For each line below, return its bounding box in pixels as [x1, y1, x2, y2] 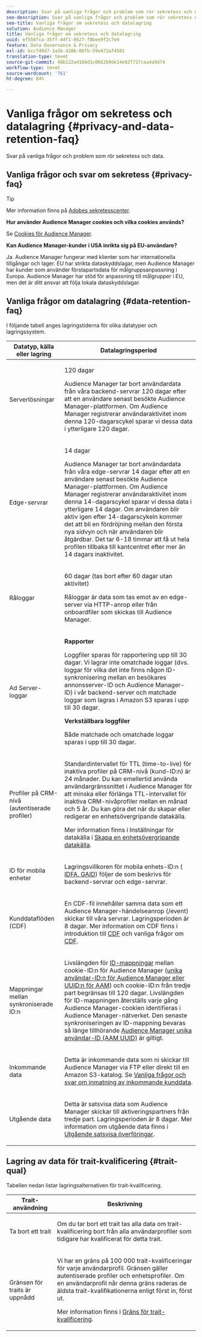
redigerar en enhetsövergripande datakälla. [64, 812, 186, 820]
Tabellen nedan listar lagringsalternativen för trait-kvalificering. [6, 1181, 162, 1189]
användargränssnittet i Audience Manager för [64, 782, 192, 790]
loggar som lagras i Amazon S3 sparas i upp [64, 695, 189, 704]
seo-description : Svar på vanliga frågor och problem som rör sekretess [6, 14, 192, 20]
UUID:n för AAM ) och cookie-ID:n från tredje [64, 981, 191, 989]
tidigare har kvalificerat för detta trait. [57, 1234, 162, 1243]
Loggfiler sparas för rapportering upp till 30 [64, 650, 188, 659]
